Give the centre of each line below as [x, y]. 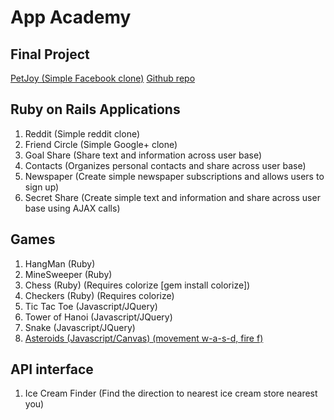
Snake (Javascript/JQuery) [80, 327]
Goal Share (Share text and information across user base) [143, 155]
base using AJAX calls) [72, 208]
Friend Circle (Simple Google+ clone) [101, 144]
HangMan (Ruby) [60, 263]
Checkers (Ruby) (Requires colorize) [99, 295]
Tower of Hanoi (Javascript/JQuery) [98, 317]
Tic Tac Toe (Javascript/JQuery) [91, 306]
